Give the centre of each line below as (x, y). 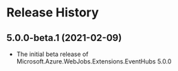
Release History (53, 13)
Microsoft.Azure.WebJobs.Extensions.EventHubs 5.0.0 (94, 61)
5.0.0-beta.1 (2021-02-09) (64, 38)
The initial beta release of (52, 54)
